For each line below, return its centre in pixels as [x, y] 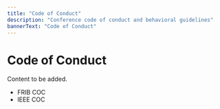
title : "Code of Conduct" [44, 13]
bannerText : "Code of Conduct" [52, 26]
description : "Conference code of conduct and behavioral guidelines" [110, 20]
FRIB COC [31, 93]
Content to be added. [37, 79]
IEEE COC [31, 99]
